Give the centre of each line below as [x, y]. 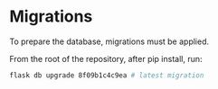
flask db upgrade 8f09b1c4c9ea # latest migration [107, 75]
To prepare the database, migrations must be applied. [109, 41]
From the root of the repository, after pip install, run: [106, 58]
